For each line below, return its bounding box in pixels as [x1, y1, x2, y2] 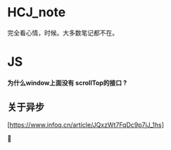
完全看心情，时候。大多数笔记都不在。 [7, 28, 118, 37]
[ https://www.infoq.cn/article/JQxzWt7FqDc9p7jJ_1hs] [7, 120, 164, 129]
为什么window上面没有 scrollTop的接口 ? [7, 79, 127, 87]
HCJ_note [7, 4, 66, 21]
